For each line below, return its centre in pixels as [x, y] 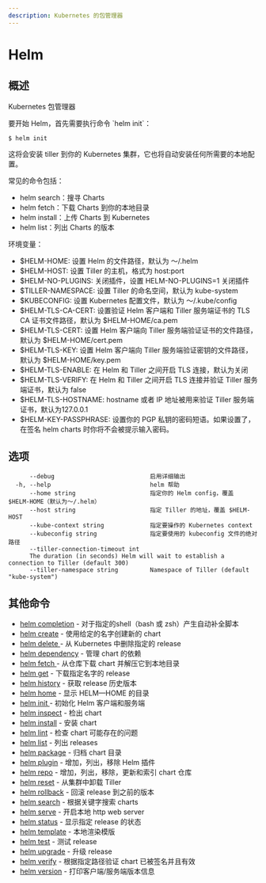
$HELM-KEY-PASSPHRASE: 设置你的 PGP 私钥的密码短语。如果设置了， [137, 419]
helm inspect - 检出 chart [61, 713]
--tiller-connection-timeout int [84, 550]
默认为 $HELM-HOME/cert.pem [71, 340]
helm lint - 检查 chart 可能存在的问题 [79, 733]
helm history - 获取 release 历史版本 [78, 683]
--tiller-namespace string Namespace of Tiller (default [139, 570]
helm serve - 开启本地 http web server [82, 812]
